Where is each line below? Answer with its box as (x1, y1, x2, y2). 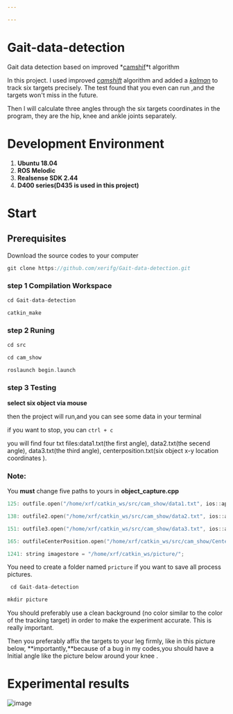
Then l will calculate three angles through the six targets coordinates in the (7, 104, 221, 112)
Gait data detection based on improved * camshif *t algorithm (7, 62, 180, 71)
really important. (7, 624, 54, 632)
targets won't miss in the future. (7, 91, 98, 99)
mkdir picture (7, 596, 49, 604)
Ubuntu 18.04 (17, 159, 58, 167)
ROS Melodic (17, 166, 55, 174)
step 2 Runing (7, 325, 55, 335)
